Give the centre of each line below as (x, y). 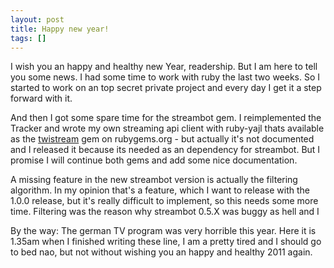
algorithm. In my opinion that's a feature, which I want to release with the (160, 190)
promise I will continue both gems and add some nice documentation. (154, 160)
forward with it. (41, 98)
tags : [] (28, 38)
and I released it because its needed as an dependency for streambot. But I (165, 150)
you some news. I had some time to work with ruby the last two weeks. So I (165, 77)
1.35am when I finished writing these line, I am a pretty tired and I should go (166, 242)
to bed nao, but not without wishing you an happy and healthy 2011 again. (161, 252)
